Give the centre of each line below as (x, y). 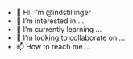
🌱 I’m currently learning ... (59, 29)
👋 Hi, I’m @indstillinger (53, 12)
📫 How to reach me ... (53, 47)
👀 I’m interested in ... (50, 21)
